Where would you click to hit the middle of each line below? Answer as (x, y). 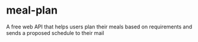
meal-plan (32, 10)
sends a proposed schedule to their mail (55, 33)
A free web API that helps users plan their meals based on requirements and (99, 27)
